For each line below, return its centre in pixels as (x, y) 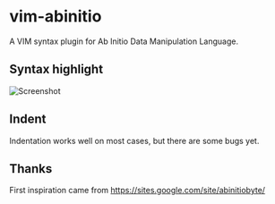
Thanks (31, 169)
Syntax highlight (56, 69)
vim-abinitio (56, 17)
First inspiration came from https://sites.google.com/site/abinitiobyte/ (137, 191)
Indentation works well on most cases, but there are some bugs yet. (134, 140)
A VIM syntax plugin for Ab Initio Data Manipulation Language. (124, 41)
